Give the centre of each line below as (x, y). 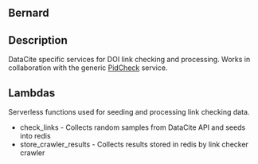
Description (38, 40)
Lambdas (32, 93)
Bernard (29, 13)
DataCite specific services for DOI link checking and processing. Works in (129, 60)
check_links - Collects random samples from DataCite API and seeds (133, 127)
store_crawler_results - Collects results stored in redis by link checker (134, 144)
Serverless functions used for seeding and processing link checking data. (129, 112)
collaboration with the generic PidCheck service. (88, 68)
